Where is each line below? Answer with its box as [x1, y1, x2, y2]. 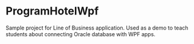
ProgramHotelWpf [5, 4, 99, 18]
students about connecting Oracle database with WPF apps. [5, 30, 155, 37]
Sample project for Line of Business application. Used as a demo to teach [5, 24, 189, 31]
